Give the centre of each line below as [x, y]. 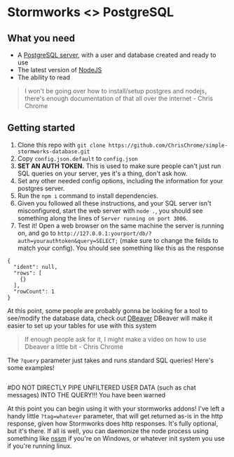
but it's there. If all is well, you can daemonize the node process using [108, 431]
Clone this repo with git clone [61, 145]
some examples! [31, 367]
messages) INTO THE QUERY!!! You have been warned [87, 395]
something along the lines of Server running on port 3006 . [102, 218]
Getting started [41, 128]
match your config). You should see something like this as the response [121, 248]
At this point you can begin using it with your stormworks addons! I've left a [116, 409]
